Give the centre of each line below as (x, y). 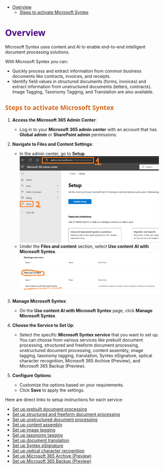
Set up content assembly (37, 425)
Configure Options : (32, 375)
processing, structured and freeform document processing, (79, 345)
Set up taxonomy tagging (37, 435)
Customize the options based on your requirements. (72, 385)
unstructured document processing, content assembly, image (81, 351)
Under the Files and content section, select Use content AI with (84, 246)
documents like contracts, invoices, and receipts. (61, 76)
